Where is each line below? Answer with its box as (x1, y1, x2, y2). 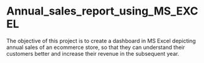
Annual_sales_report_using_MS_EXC (6, 4, 198, 18)
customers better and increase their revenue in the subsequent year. (6, 50, 179, 57)
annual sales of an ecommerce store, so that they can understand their (6, 44, 185, 51)
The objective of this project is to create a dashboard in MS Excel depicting (6, 37, 196, 44)
